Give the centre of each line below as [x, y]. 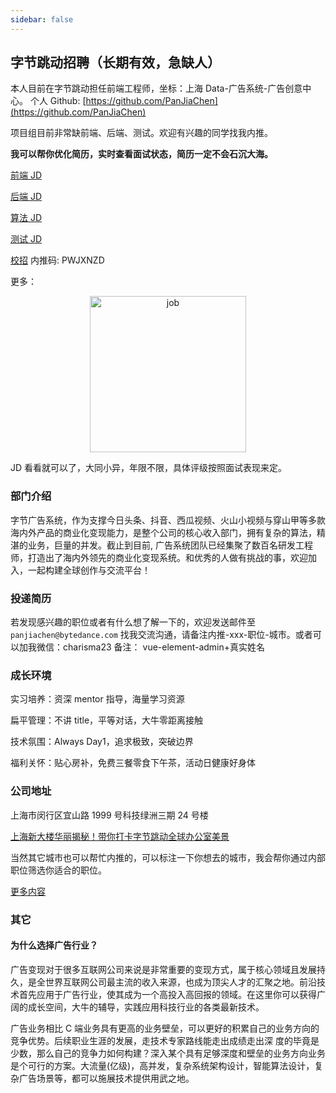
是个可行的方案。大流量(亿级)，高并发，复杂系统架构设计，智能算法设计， [162, 1065]
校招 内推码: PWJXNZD [57, 260]
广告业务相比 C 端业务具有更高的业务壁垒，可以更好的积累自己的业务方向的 [165, 1028]
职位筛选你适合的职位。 [58, 870]
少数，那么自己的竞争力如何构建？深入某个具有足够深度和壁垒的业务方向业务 [168, 1053]
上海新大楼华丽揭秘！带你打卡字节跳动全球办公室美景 [120, 836]
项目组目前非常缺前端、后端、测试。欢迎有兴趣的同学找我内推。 [141, 133]
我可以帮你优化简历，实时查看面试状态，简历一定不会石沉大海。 [141, 154]
